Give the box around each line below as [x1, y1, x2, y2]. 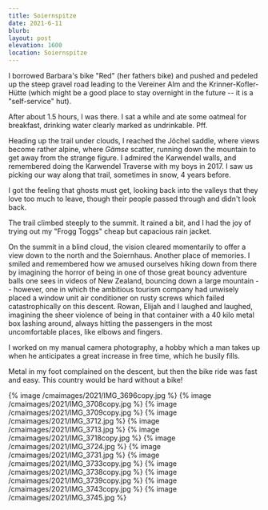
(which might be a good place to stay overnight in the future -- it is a [27, 88, 254, 97]
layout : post [8, 34, 52, 42]
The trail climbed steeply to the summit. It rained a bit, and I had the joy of [8, 218, 252, 227]
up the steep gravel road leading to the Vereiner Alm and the [8, 79, 208, 89]
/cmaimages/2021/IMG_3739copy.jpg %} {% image [8, 476, 178, 485]
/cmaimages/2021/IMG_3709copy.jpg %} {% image [8, 408, 178, 417]
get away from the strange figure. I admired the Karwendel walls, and [8, 153, 237, 163]
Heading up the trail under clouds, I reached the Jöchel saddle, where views [8, 136, 260, 145]
